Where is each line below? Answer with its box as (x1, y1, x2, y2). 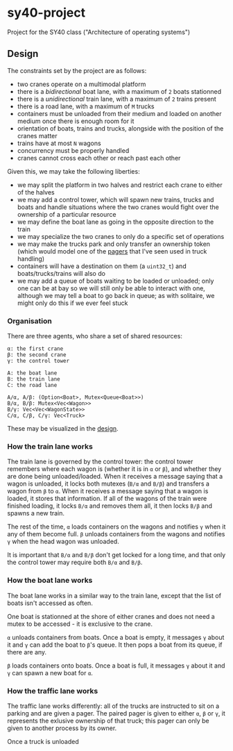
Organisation (7, 316, 52, 326)
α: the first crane (7, 345, 64, 352)
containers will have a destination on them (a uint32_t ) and (17, 262, 187, 270)
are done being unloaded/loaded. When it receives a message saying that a (7, 472, 223, 481)
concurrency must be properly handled (17, 146, 130, 154)
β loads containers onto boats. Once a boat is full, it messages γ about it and (7, 661, 225, 670)
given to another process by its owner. (7, 724, 117, 732)
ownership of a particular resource (17, 210, 116, 218)
